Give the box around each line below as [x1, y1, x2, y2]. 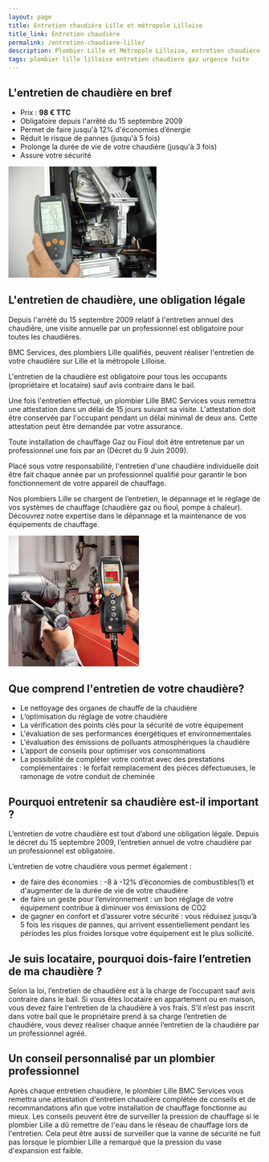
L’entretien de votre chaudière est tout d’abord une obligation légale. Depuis [8, 829, 259, 839]
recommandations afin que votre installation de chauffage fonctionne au [8, 1102, 247, 1112]
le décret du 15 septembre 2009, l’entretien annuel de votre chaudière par [8, 838, 252, 847]
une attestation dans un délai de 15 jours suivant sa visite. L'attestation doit [8, 404, 255, 414]
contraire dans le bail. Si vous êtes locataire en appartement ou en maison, [8, 995, 255, 1004]
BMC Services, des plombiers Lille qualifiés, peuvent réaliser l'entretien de [8, 347, 255, 357]
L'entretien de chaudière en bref [8, 86, 173, 100]
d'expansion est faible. [8, 1145, 84, 1155]
